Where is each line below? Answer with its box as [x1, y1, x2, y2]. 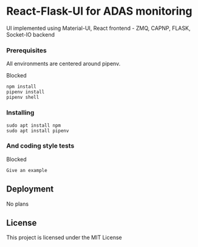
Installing [6, 109, 35, 117]
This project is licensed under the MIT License [6, 234, 123, 242]
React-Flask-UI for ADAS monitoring [6, 4, 193, 18]
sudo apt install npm [6, 122, 61, 129]
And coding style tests [6, 141, 75, 150]
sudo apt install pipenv [6, 127, 69, 134]
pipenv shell [6, 95, 39, 101]
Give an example [6, 167, 47, 173]
